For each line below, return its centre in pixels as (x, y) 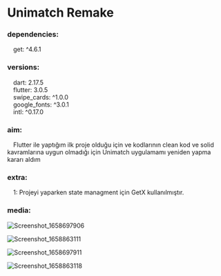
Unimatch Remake (60, 13)
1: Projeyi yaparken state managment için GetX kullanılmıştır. (99, 192)
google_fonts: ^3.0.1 (41, 104)
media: (19, 210)
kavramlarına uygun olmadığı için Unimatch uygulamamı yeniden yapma (109, 152)
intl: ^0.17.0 (28, 111)
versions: (23, 67)
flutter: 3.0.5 (31, 90)
